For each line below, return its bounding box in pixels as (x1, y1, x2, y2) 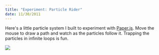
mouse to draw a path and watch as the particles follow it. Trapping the (5, 30, 150, 36)
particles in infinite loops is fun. (5, 35, 69, 41)
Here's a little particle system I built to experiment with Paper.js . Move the (5, 25, 155, 31)
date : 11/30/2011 (5, 12, 41, 17)
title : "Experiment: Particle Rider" (5, 7, 83, 12)
